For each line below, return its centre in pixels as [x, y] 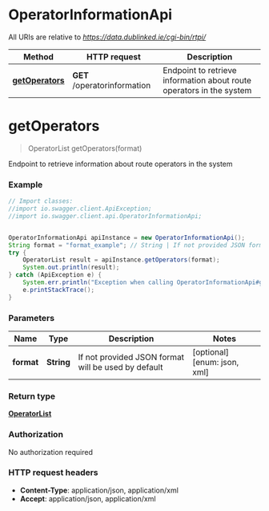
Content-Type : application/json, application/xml [99, 490]
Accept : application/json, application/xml [88, 498]
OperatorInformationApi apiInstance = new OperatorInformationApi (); [127, 237]
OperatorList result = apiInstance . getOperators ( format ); [121, 260]
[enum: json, [215, 362]
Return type [32, 396]
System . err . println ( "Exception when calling [98, 282]
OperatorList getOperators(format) [85, 148]
